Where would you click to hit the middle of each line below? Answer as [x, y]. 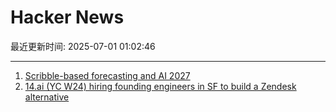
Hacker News [67, 17]
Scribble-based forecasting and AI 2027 [107, 75]
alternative [47, 97]
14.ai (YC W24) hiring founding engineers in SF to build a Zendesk [160, 86]
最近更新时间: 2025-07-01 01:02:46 [83, 46]
